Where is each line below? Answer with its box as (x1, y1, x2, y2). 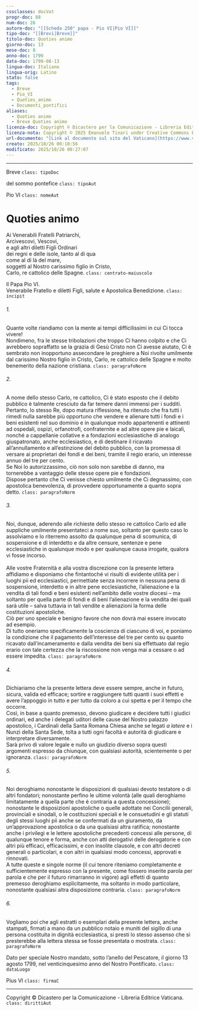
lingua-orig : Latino (6, 69, 57, 75)
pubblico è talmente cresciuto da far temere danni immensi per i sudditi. (6, 400, 182, 407)
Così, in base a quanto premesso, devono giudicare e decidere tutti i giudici (6, 709, 191, 717)
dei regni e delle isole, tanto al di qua (6, 250, 96, 258)
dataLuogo (6, 967, 31, 972)
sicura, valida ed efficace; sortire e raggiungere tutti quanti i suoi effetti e (6, 691, 184, 698)
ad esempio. (6, 621, 37, 628)
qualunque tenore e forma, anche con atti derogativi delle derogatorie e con (6, 836, 191, 843)
